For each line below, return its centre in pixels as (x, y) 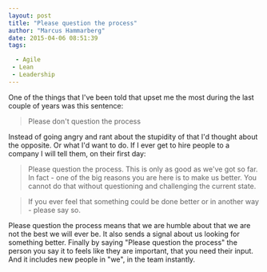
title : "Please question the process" (73, 23)
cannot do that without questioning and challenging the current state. (142, 186)
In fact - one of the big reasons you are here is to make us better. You (142, 177)
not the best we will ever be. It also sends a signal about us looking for (124, 234)
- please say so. (54, 210)
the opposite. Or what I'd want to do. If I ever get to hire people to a (119, 145)
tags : (17, 45)
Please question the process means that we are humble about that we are (130, 225)
